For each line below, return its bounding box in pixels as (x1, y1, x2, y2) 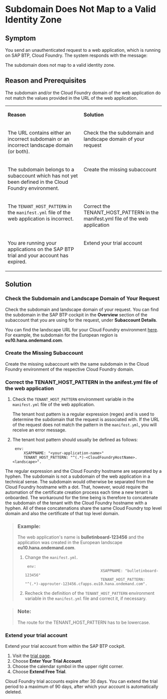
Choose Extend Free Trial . (12, 669, 67, 675)
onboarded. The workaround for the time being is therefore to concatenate (5, 495, 158, 501)
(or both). (7, 148, 30, 155)
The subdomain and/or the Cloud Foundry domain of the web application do (5, 90, 161, 96)
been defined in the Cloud (7, 178, 69, 185)
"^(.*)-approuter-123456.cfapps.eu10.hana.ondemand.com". (24, 581, 148, 586)
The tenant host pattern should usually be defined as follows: (12, 437, 138, 443)
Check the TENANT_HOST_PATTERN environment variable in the (12, 396, 134, 402)
